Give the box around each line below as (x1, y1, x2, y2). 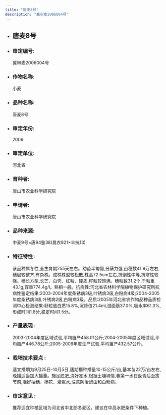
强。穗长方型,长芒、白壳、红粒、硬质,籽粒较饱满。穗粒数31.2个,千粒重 (12, 278, 155, 284)
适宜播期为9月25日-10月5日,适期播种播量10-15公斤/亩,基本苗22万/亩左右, (12, 366, 161, 372)
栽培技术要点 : (12, 354, 46, 361)
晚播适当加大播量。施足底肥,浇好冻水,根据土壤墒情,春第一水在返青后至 (12, 373, 155, 379)
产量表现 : (12, 322, 36, 329)
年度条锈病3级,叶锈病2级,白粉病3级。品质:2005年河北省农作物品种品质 (12, 296, 157, 302)
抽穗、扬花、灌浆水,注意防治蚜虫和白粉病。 (31, 379, 119, 385)
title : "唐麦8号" (5, 7, 39, 12)
